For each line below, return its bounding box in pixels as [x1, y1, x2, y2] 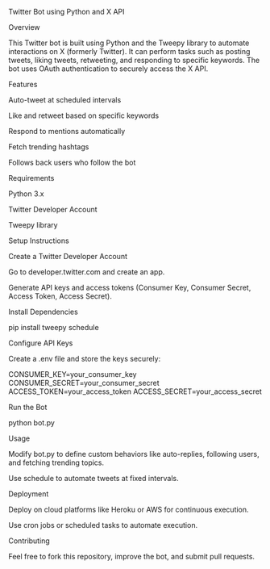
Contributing [8, 536, 50, 546]
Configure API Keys [8, 338, 73, 348]
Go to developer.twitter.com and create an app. [8, 267, 165, 277]
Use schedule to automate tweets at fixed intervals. [8, 474, 179, 483]
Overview [8, 23, 40, 31]
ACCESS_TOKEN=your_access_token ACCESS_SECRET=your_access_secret [8, 387, 262, 396]
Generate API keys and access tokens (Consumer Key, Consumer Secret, [8, 282, 251, 292]
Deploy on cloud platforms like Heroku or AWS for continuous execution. [8, 504, 249, 514]
